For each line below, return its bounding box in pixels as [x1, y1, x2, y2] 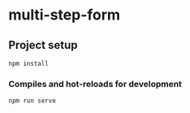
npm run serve [8, 97, 57, 105]
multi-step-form [8, 6, 120, 24]
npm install [8, 59, 49, 67]
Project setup [8, 38, 79, 52]
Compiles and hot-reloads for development [8, 78, 183, 89]
